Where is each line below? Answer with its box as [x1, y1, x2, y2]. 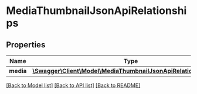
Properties [6, 40, 46, 50]
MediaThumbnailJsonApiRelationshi [6, 4, 187, 18]
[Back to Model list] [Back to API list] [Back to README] [6, 82, 141, 89]
